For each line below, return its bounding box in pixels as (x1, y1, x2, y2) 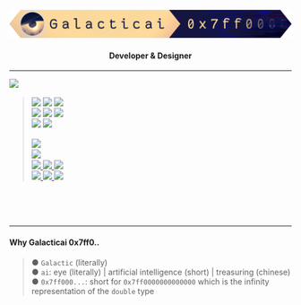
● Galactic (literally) (30, 257, 108, 267)
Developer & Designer (108, 50, 193, 61)
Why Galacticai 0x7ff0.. (9, 237, 100, 248)
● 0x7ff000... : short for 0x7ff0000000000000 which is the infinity (30, 275, 271, 287)
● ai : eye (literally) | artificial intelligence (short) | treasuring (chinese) (30, 266, 291, 277)
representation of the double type (30, 285, 155, 296)
